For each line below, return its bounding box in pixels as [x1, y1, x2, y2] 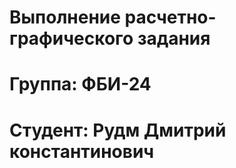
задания [137, 27, 211, 50]
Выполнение [9, 6, 121, 29]
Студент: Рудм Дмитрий [9, 119, 227, 141]
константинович [9, 140, 155, 163]
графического [9, 27, 134, 50]
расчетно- [124, 6, 217, 29]
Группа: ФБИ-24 [9, 73, 152, 96]
